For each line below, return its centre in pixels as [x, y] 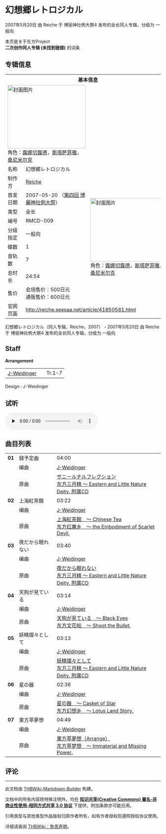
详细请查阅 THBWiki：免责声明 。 [38, 826]
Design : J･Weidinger [27, 386]
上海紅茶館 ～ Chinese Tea [89, 519]
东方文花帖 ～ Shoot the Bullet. [94, 625]
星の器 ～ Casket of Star [86, 704]
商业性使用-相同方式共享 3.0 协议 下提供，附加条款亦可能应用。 [70, 805]
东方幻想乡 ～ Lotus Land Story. [95, 711]
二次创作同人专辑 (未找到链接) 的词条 [42, 47]
